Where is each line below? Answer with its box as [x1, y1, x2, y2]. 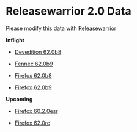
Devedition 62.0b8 [14, 48, 62, 56]
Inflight [6, 36, 25, 43]
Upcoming [6, 95, 33, 103]
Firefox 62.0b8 [14, 71, 53, 79]
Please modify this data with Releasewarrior [6, 24, 117, 32]
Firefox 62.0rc [14, 119, 50, 127]
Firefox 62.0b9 [14, 84, 53, 91]
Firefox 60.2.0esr [14, 107, 59, 114]
